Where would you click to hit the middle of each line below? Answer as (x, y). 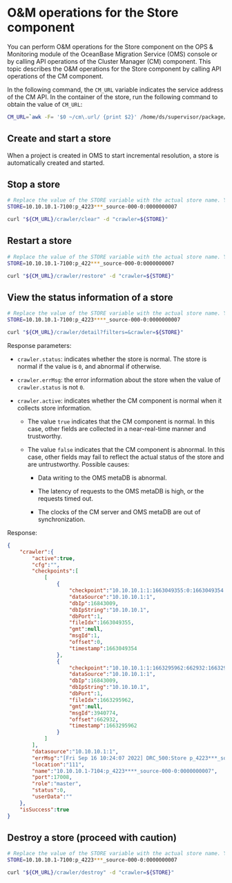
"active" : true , (54, 558)
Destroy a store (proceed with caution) (92, 838)
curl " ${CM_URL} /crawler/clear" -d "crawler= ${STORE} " (88, 220)
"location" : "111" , (58, 764)
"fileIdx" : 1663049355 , (101, 623)
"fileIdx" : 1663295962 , (101, 700)
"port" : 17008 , (52, 778)
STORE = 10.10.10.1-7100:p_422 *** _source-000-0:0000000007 (91, 263)
